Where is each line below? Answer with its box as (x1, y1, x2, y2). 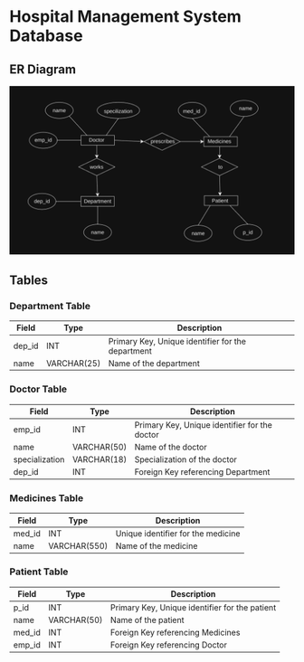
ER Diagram (9, 61, 77, 77)
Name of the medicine (115, 541, 198, 552)
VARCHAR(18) (71, 454, 128, 465)
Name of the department (108, 357, 201, 368)
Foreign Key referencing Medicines (109, 627, 241, 638)
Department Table (9, 299, 90, 312)
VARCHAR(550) (48, 541, 109, 552)
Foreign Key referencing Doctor (109, 639, 228, 650)
